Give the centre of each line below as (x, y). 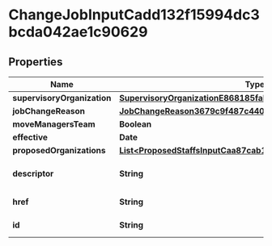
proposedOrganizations (59, 150)
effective (30, 137)
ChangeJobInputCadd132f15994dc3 (134, 15)
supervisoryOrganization (62, 98)
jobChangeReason (49, 111)
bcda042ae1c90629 (78, 32)
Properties (36, 62)
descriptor (33, 173)
